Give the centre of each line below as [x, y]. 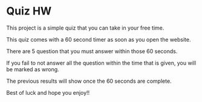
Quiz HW [29, 11]
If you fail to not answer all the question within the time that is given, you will [101, 63]
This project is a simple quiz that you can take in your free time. [85, 28]
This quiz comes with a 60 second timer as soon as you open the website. [99, 39]
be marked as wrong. [33, 69]
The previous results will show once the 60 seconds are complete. [89, 81]
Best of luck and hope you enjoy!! [48, 92]
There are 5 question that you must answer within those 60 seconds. [92, 51]
